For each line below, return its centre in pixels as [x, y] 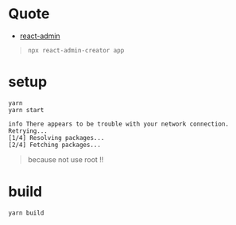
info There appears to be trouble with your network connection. [118, 124]
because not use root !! [66, 159]
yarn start [26, 110]
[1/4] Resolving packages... [56, 138]
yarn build [26, 213]
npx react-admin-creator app [76, 50]
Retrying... [28, 131]
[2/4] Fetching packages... [55, 145]
